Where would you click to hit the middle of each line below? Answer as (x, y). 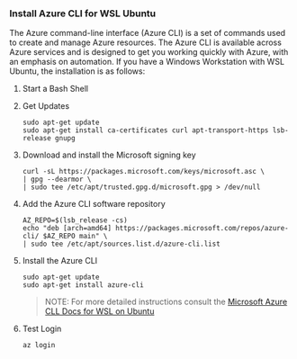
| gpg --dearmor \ (57, 179)
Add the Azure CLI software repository (94, 204)
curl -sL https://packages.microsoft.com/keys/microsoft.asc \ (144, 172)
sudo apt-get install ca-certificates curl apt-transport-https (145, 130)
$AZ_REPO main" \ (75, 237)
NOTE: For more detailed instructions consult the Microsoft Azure (166, 302)
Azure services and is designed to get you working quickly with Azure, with (149, 52)
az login (39, 346)
